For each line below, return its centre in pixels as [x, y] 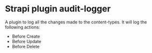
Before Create [26, 36]
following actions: [22, 27]
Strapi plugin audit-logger [58, 9]
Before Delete [26, 46]
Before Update [27, 41]
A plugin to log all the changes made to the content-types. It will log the [76, 22]
